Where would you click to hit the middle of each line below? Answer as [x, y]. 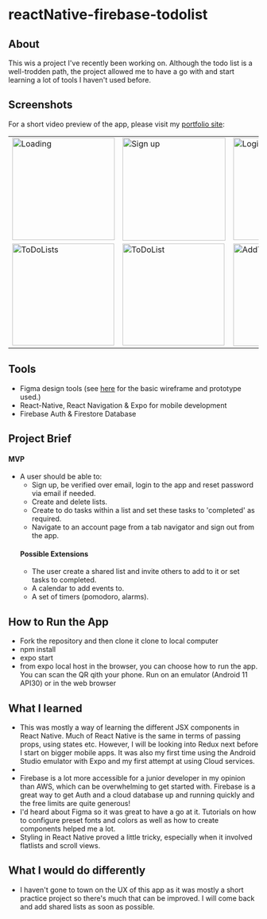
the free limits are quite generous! [75, 804]
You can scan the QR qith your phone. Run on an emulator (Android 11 [133, 675]
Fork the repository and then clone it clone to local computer [119, 641]
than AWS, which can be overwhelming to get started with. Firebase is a [137, 787]
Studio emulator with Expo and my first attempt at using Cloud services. [137, 762]
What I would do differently [77, 871]
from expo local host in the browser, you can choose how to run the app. [139, 666]
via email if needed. [64, 494]
